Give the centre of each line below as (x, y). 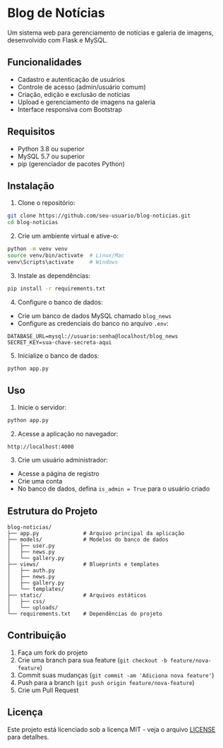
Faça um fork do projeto (53, 653)
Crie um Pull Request (48, 690)
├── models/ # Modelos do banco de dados (88, 539)
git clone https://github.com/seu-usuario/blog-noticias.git (99, 216)
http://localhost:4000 (41, 447)
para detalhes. (28, 737)
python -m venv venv (38, 249)
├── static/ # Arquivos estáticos (77, 595)
